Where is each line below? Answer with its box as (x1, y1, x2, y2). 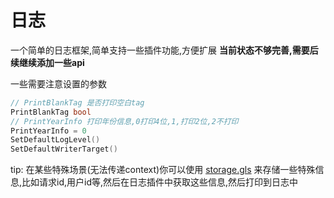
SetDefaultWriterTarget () (10, 144, 118, 155)
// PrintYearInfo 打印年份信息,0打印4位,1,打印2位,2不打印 (10, 116, 239, 126)
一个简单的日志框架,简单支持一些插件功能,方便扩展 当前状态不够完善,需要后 (10, 44, 319, 56)
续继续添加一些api (10, 56, 85, 68)
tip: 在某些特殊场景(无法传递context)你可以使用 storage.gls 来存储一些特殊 (10, 164, 316, 176)
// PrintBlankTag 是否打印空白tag (10, 97, 145, 108)
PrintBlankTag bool (10, 107, 92, 117)
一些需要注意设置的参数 (10, 77, 107, 90)
